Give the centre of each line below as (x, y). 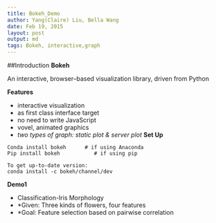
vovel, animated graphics (53, 127)
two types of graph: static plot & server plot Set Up (90, 135)
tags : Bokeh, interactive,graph (54, 46)
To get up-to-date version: (48, 166)
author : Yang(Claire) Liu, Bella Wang (63, 20)
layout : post (26, 33)
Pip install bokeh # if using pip (72, 153)
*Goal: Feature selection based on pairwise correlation (96, 212)
